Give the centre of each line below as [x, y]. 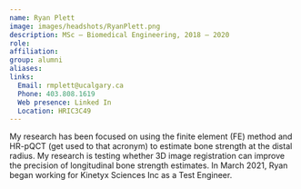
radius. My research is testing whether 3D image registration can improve [147, 156]
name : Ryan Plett [42, 18]
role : [20, 43]
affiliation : [34, 52]
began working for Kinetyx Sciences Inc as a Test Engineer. [121, 175]
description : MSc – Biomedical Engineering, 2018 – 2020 [120, 35]
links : [22, 77]
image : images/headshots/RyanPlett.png [85, 26]
